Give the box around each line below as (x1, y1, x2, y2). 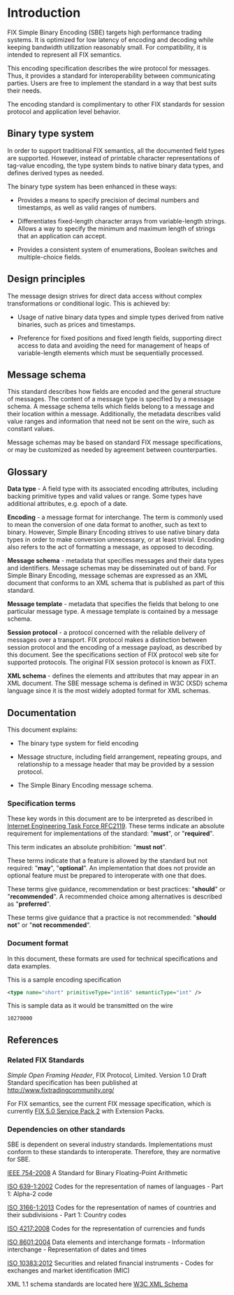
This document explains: (7, 725, 78, 734)
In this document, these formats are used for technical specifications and (7, 954, 218, 963)
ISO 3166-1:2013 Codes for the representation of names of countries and (7, 1203, 217, 1212)
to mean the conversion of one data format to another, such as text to (7, 521, 207, 529)
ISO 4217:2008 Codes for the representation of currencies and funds (7, 1224, 205, 1233)
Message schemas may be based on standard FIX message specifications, (7, 438, 223, 446)
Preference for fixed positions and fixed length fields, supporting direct (17, 334, 222, 342)
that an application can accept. (17, 231, 107, 240)
